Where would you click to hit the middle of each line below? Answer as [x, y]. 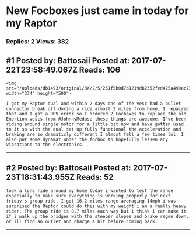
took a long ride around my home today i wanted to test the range [90, 191]
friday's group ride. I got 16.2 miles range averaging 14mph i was [91, 201]
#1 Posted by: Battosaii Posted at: [68, 61]
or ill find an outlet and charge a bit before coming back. [82, 221]
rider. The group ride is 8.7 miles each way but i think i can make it [96, 211]
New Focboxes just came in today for [97, 11]
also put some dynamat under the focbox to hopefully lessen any [87, 139]
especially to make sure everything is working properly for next [88, 196]
